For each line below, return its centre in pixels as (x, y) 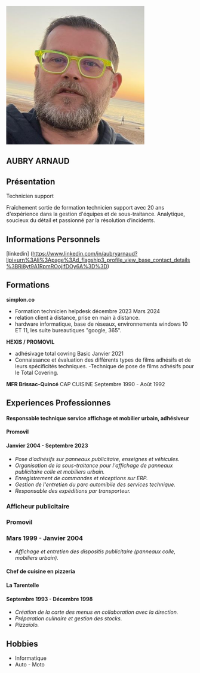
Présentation (31, 182)
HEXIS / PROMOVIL (30, 342)
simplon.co (20, 299)
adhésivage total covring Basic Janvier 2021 (69, 353)
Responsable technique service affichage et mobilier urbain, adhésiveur (98, 418)
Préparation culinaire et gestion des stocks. (68, 619)
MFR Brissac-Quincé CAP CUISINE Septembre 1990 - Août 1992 (86, 384)
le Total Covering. (36, 372)
